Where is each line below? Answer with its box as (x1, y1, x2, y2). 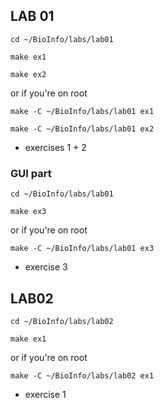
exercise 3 (24, 261, 68, 273)
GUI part (10, 166, 52, 180)
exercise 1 (24, 388, 67, 400)
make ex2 (10, 69, 47, 79)
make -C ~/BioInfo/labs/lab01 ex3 (10, 244, 155, 254)
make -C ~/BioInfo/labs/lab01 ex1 (10, 106, 155, 116)
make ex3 (10, 207, 47, 217)
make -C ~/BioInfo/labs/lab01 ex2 (10, 124, 155, 134)
